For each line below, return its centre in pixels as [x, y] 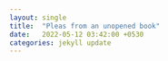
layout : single [38, 17]
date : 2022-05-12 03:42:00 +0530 [77, 34]
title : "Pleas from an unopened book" [85, 26]
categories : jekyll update [60, 43]
